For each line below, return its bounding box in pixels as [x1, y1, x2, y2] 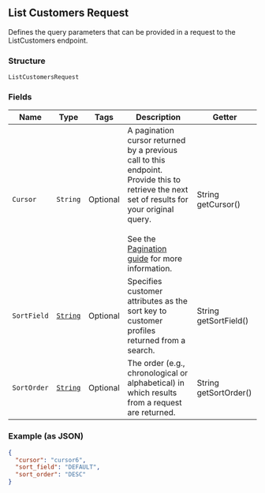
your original [127, 204, 174, 215]
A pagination [127, 125, 175, 136]
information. [127, 263, 172, 275]
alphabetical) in [127, 378, 185, 389]
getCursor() [196, 199, 241, 210]
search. [127, 345, 155, 356]
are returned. [127, 407, 176, 418]
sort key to [127, 305, 167, 316]
